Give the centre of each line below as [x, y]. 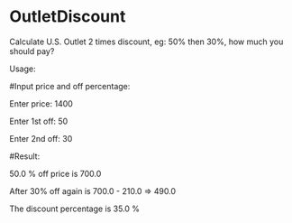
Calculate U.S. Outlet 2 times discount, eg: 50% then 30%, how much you [146, 42]
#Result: [25, 156]
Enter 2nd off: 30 [41, 138]
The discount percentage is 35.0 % [75, 209]
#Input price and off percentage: [70, 86]
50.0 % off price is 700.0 [55, 173]
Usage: [23, 69]
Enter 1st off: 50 [39, 121]
